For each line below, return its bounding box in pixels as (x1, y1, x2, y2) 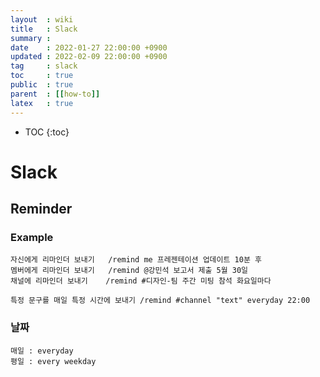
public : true (10, 80, 74, 90)
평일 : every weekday (10, 356, 97, 366)
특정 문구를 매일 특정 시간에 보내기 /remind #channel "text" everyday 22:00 (10, 296, 311, 306)
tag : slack (10, 61, 78, 71)
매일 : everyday (10, 346, 74, 356)
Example (10, 231, 54, 244)
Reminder (10, 201, 73, 218)
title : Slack (10, 24, 78, 34)
